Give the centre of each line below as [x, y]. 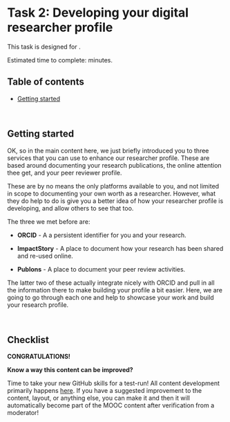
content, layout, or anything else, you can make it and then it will [99, 398]
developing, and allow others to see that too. [70, 208]
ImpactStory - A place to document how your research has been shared [120, 248]
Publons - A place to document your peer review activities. [101, 269]
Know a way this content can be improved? [70, 370]
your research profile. [38, 305]
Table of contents [46, 82]
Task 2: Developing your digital [98, 13]
